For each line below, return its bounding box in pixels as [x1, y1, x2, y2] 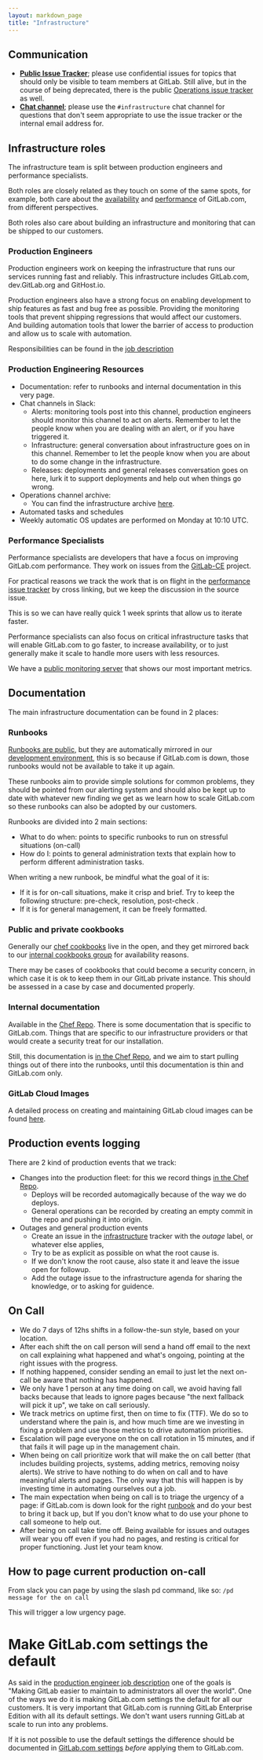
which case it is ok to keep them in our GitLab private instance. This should [8, 973, 251, 983]
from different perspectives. [8, 203, 99, 212]
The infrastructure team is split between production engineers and [8, 163, 223, 172]
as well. [19, 93, 45, 103]
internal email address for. [19, 119, 104, 128]
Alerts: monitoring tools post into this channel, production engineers [31, 406, 251, 416]
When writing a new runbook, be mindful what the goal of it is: [8, 873, 210, 882]
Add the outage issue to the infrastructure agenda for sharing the [31, 1273, 243, 1282]
